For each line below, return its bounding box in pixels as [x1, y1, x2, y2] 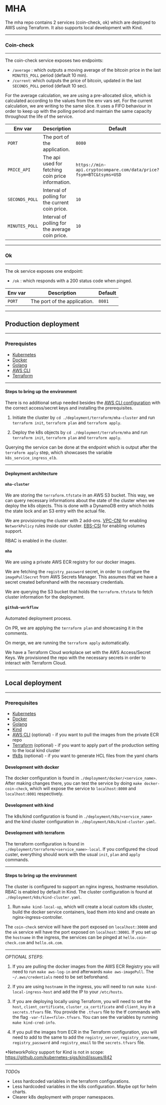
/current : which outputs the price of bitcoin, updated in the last [12, 78, 142, 84]
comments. [5, 630, 28, 636]
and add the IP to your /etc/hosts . [53, 989, 124, 995]
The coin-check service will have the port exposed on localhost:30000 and [5, 924, 157, 930]
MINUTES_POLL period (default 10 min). [12, 72, 88, 78]
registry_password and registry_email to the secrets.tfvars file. [12, 1039, 145, 1045]
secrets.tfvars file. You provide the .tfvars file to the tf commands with [12, 1008, 161, 1015]
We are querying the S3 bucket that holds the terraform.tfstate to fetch [5, 589, 153, 595]
